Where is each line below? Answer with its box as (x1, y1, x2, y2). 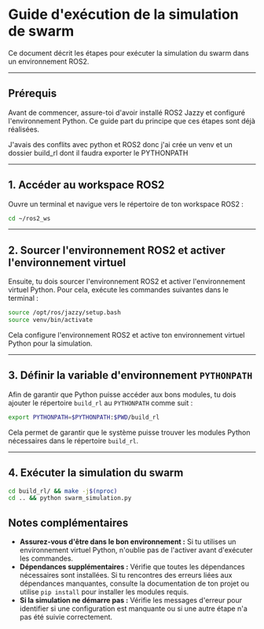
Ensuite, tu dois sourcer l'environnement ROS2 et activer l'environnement (8, 277, 246, 287)
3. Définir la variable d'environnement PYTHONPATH (8, 368, 253, 383)
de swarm (8, 22, 75, 40)
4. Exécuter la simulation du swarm (8, 466, 184, 479)
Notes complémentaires (8, 516, 129, 529)
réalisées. (8, 124, 40, 134)
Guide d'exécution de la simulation (8, 6, 240, 24)
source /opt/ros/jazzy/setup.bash (8, 309, 122, 316)
